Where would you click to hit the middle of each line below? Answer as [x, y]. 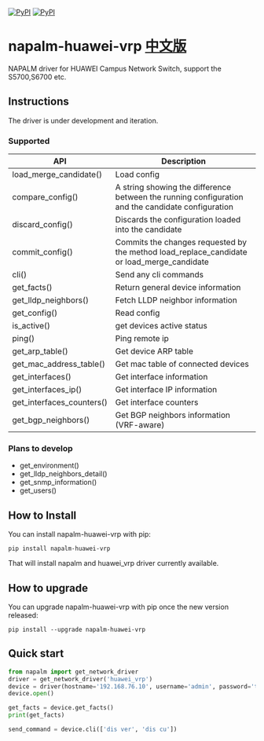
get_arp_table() [40, 351]
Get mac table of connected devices [182, 364]
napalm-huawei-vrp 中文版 [97, 46]
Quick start [36, 653]
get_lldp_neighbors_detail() [63, 474]
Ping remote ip [142, 339]
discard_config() [42, 225]
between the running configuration [179, 197]
